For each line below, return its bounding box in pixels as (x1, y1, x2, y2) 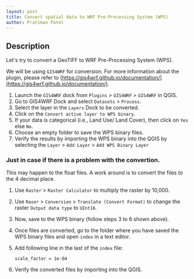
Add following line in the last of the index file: (14, 244, 123, 252)
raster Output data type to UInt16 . (14, 204, 98, 211)
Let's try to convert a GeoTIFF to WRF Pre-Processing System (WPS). (6, 57, 174, 64)
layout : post (6, 8, 38, 15)
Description (6, 41, 50, 51)
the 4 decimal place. (6, 175, 56, 182)
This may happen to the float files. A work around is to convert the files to (6, 169, 183, 176)
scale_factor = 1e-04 (14, 256, 67, 262)
